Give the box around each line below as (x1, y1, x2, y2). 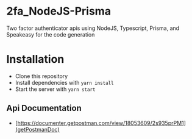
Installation (6, 52, 65, 66)
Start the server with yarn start (15, 85, 96, 93)
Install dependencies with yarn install (15, 79, 114, 86)
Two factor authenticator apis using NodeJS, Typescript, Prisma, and (6, 24, 180, 32)
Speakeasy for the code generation (6, 30, 95, 38)
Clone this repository (15, 72, 68, 80)
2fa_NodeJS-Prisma (6, 4, 112, 18)
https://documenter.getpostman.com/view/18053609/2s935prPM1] (17, 119, 186, 126)
